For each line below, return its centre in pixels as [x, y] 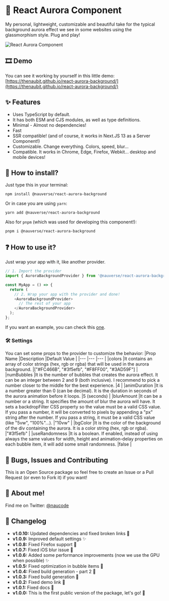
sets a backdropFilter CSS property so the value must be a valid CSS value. [83, 407]
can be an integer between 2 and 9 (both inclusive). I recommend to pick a [82, 380]
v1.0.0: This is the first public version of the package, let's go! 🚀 [79, 592]
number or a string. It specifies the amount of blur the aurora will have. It [80, 401]
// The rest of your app [45, 304]
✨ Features [23, 102]
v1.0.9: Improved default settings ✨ [49, 539]
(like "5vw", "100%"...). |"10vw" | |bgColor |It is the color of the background [83, 423]
